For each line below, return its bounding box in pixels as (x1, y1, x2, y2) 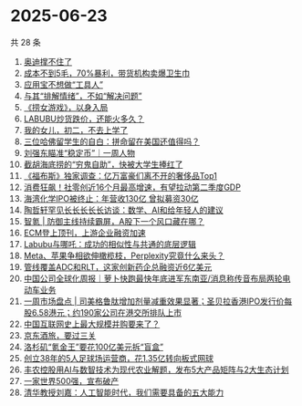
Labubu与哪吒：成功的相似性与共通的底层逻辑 (23, 238, 197, 249)
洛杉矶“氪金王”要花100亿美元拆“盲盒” (23, 341, 163, 352)
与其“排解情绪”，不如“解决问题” (23, 90, 142, 101)
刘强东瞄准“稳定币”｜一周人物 (23, 147, 136, 158)
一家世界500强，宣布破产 (23, 375, 120, 386)
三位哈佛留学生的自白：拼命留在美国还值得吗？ (23, 136, 200, 147)
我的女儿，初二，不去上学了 (23, 124, 129, 135)
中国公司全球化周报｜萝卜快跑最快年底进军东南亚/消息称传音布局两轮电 (23, 273, 291, 284)
